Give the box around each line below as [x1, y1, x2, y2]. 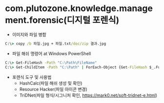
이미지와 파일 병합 [12, 31, 46, 37]
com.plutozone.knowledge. [5, 3, 120, 14]
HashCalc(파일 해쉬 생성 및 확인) [19, 80, 82, 86]
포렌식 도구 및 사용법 [12, 74, 52, 80]
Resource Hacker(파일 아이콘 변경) [19, 86, 88, 92]
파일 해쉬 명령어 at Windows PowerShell [12, 50, 91, 56]
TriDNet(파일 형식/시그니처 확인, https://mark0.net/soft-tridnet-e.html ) [19, 92, 158, 98]
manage [119, 3, 153, 14]
